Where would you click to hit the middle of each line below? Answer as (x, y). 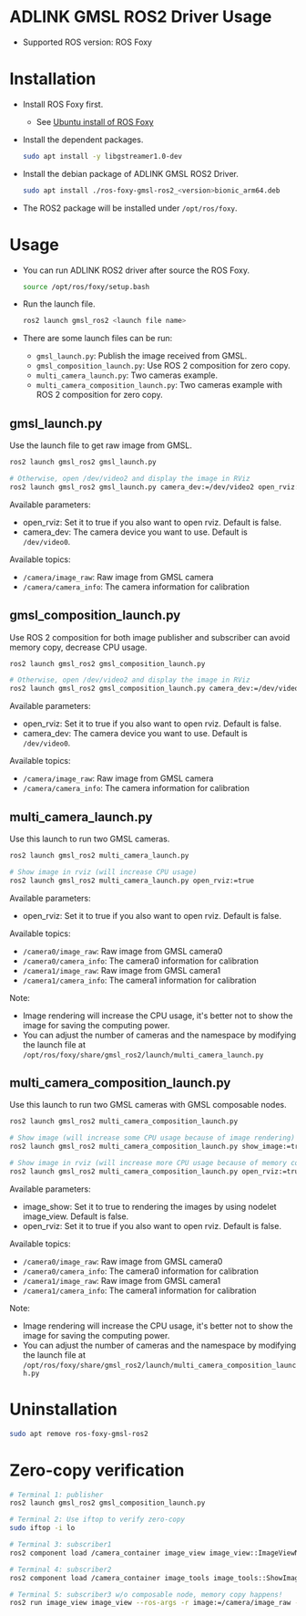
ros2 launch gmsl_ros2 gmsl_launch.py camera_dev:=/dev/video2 (132, 487)
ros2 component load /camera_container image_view (107, 1553)
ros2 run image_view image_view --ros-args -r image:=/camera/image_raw (150, 1603)
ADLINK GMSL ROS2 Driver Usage (141, 17)
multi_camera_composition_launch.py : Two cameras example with (159, 385)
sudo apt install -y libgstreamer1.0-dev (102, 156)
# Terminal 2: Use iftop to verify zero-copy (97, 1520)
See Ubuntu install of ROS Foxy (95, 121)
